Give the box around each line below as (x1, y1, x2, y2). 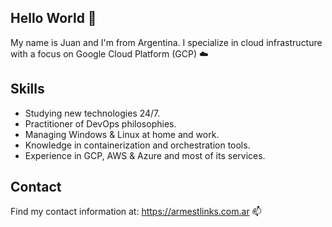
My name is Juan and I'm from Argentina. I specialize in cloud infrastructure (10, 36, 323, 48)
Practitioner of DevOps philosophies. (24, 117, 177, 130)
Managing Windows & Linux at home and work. (24, 128, 220, 140)
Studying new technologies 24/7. (24, 107, 161, 119)
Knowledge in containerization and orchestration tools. (24, 139, 251, 151)
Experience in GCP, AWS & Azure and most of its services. (24, 149, 266, 161)
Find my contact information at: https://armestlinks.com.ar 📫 (10, 206, 262, 218)
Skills (10, 81, 45, 98)
